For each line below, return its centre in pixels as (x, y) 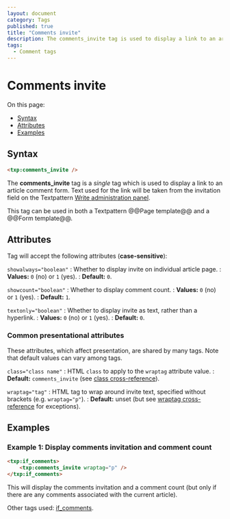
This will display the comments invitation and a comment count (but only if (112, 487)
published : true (30, 26)
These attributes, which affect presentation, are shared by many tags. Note (113, 350)
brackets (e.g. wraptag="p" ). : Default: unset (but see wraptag (94, 399)
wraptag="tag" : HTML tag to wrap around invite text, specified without (106, 391)
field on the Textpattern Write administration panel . (79, 197)
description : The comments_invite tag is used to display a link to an (111, 39)
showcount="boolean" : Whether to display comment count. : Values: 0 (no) (112, 290)
